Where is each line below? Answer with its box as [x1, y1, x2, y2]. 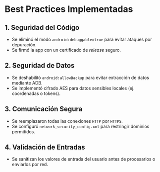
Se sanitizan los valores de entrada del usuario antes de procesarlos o [11, 156, 156, 162]
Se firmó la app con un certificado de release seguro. [11, 47, 121, 53]
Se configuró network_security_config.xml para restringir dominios [11, 123, 150, 129]
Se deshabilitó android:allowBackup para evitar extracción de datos [11, 75, 149, 81]
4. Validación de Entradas [4, 143, 85, 152]
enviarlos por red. [11, 162, 48, 168]
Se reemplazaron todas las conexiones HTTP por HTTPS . [11, 118, 123, 124]
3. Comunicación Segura [4, 105, 83, 113]
